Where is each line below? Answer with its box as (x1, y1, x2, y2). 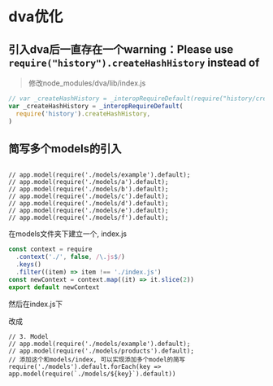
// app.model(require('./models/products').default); (8, 347, 195, 355)
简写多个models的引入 (8, 142, 122, 156)
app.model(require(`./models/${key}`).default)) (8, 370, 176, 378)
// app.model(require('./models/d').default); (8, 200, 169, 208)
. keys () (15, 261, 42, 269)
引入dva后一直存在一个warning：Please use (8, 42, 234, 56)
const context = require (8, 245, 93, 253)
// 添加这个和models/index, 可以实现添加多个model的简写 (8, 355, 185, 363)
